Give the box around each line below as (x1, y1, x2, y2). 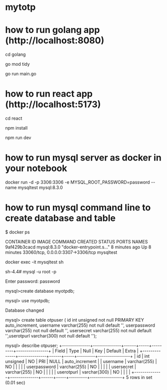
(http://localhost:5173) (5, 99, 101, 110)
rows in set (130, 374, 153, 380)
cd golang (5, 51, 26, 57)
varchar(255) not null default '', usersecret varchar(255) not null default (5, 327, 152, 333)
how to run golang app (5, 24, 100, 36)
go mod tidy (5, 61, 30, 67)
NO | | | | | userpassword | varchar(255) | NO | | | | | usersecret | (5, 364, 136, 370)
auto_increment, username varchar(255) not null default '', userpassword (5, 322, 156, 328)
